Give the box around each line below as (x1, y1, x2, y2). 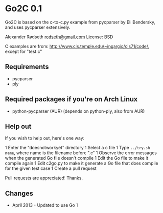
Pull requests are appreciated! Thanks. (5, 175, 83, 181)
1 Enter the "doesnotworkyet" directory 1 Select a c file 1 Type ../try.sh (5, 145, 150, 151)
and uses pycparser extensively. (5, 24, 70, 30)
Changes (5, 189, 33, 197)
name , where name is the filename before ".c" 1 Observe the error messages (5, 150, 157, 156)
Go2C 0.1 (5, 3, 43, 14)
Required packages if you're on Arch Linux (5, 95, 138, 103)
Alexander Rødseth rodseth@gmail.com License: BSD (5, 34, 114, 40)
